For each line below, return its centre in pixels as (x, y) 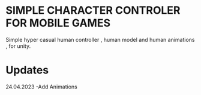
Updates (27, 70)
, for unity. (18, 46)
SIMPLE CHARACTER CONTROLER (93, 10)
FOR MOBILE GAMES (58, 23)
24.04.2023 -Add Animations (41, 87)
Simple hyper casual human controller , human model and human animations (100, 39)
